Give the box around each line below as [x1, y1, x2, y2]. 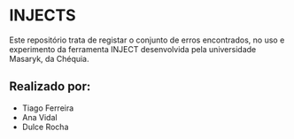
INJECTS [9, 5, 77, 26]
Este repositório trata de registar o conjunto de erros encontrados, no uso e [9, 35, 285, 45]
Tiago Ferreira [21, 103, 74, 113]
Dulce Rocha [21, 121, 69, 132]
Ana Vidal [21, 112, 58, 122]
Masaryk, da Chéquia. [9, 53, 90, 64]
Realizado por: [9, 79, 91, 94]
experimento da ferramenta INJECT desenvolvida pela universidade [9, 43, 257, 54]
